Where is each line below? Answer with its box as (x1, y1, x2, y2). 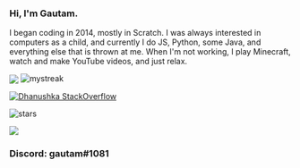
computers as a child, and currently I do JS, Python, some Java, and (9, 37, 261, 47)
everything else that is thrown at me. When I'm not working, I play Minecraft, (9, 46, 291, 57)
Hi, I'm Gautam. (9, 7, 79, 20)
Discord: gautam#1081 (9, 147, 109, 160)
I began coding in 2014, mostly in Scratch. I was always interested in (9, 28, 261, 38)
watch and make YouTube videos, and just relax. (9, 56, 188, 67)
